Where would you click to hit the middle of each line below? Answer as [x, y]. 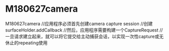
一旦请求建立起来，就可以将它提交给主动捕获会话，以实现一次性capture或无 [84, 36]
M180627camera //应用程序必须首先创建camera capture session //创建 [79, 23]
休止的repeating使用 [26, 43]
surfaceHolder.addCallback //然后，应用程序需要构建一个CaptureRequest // [84, 30]
